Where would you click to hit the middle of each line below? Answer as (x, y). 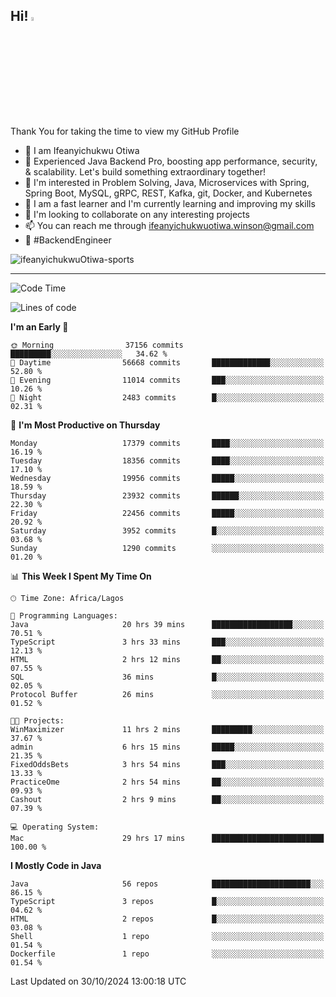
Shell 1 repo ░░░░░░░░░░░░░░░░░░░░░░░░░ (167, 936)
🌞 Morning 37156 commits (97, 345)
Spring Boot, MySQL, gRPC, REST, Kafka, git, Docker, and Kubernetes (168, 193)
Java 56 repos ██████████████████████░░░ (167, 884)
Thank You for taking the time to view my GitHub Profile (125, 131)
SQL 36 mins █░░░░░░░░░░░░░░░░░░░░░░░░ (167, 677)
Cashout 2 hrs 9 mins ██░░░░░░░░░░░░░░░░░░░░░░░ (167, 799)
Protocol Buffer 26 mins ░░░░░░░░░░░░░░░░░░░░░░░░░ (167, 694)
